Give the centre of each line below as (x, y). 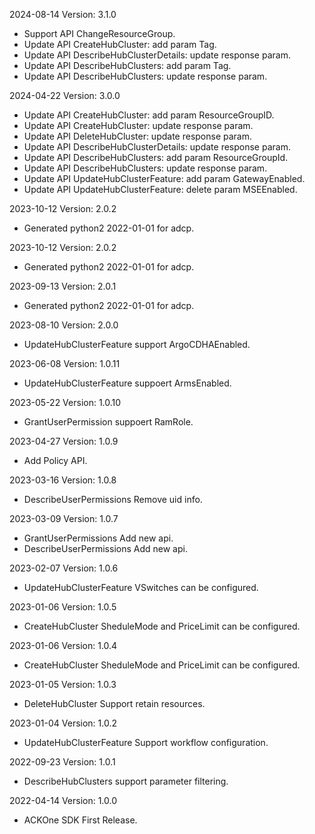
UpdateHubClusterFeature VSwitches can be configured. (141, 587)
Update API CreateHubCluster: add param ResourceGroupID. (149, 115)
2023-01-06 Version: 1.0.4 (63, 645)
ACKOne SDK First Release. (80, 820)
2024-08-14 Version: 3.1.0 (63, 14)
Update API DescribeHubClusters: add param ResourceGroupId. (156, 157)
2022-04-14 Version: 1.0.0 (63, 800)
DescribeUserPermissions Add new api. (105, 548)
